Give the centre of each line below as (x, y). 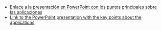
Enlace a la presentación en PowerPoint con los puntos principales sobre (83, 7)
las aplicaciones (26, 12)
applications (22, 22)
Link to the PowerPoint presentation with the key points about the (76, 17)
